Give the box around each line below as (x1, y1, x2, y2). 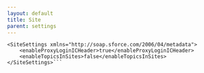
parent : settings (7, 23, 57, 29)
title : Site (7, 16, 41, 23)
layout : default (7, 10, 53, 17)
